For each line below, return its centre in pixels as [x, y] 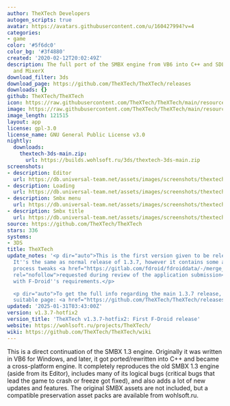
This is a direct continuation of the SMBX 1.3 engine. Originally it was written [115, 351]
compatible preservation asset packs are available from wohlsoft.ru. [103, 395]
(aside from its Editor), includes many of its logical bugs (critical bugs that [111, 373]
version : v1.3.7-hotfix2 [42, 313]
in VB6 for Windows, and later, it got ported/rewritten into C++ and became [113, 359]
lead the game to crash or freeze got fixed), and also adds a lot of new [106, 381]
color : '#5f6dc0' [32, 45]
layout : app [24, 122]
